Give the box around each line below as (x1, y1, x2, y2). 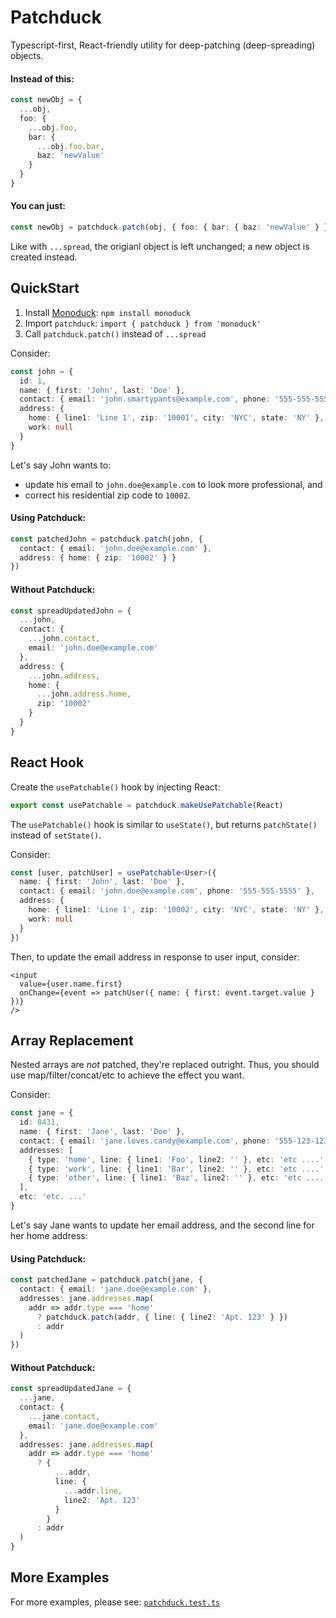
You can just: (10, 200, 67, 212)
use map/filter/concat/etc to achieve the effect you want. (10, 1069, 245, 1081)
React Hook (10, 754, 85, 771)
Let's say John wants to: (10, 459, 112, 471)
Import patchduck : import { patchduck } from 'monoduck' (24, 317, 262, 329)
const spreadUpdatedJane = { (10, 1384, 132, 1394)
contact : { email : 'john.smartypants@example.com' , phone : (19, 394, 271, 405)
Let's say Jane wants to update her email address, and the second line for (10, 1219, 315, 1231)
